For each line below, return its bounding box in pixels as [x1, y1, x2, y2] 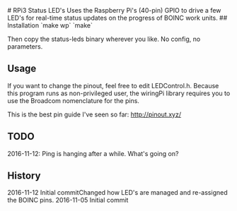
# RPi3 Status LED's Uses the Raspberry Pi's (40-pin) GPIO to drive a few [7, 6, 221, 14]
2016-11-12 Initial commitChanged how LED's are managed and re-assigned [7, 188, 228, 197]
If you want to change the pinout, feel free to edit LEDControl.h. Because [7, 81, 219, 90]
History [7, 170, 41, 182]
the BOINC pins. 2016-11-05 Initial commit [7, 196, 129, 205]
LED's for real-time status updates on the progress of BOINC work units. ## [7, 13, 228, 22]
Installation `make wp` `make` [7, 21, 93, 30]
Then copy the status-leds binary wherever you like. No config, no [7, 35, 201, 43]
